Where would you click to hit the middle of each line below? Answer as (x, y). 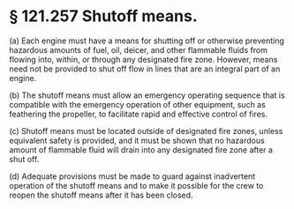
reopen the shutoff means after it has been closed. (101, 195)
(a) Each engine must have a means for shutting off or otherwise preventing (147, 41)
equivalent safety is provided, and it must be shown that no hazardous (137, 140)
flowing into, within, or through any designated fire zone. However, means (143, 59)
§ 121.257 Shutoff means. (103, 16)
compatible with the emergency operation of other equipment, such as (138, 104)
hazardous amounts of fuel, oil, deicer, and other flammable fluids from (138, 49)
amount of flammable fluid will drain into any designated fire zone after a (141, 149)
